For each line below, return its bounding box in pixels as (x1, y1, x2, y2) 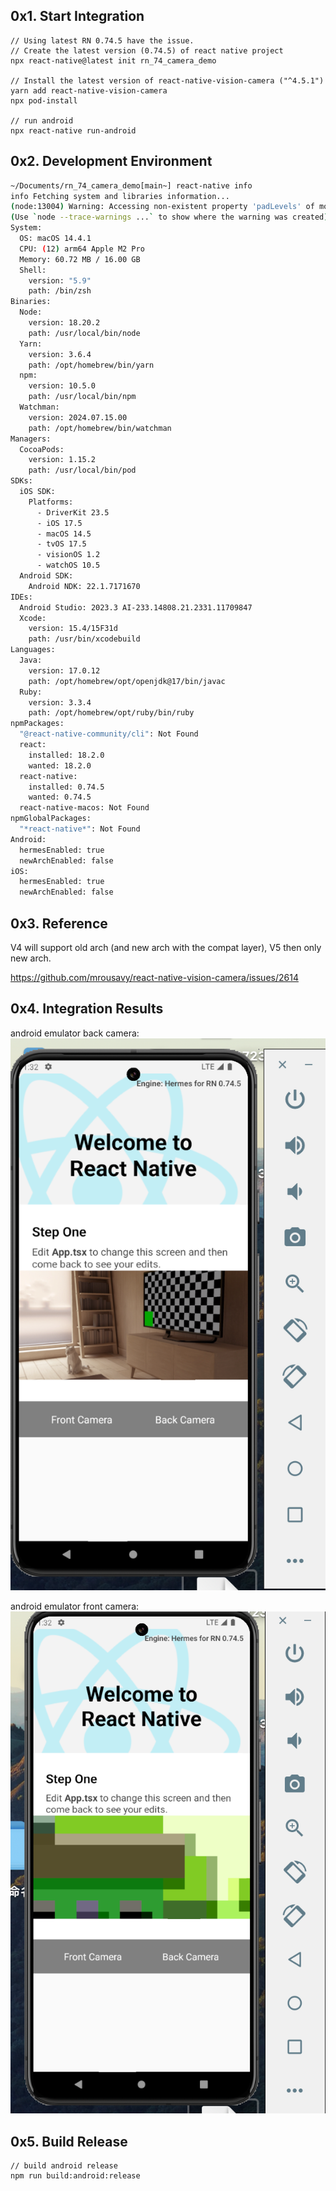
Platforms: (28, 497, 74, 507)
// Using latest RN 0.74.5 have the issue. (10, 35, 195, 46)
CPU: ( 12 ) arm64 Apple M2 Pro (19, 244, 145, 254)
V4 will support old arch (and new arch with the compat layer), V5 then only (10, 941, 322, 953)
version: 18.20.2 (28, 318, 101, 328)
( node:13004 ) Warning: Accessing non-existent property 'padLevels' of (10, 202, 315, 212)
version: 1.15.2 (28, 455, 97, 465)
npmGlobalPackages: (10, 814, 92, 824)
